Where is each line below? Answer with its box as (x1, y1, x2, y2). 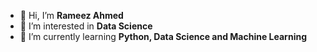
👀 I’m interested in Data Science (19, 20, 153, 32)
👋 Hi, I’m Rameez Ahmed (19, 10, 124, 21)
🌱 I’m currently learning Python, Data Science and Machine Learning (19, 31, 307, 42)
